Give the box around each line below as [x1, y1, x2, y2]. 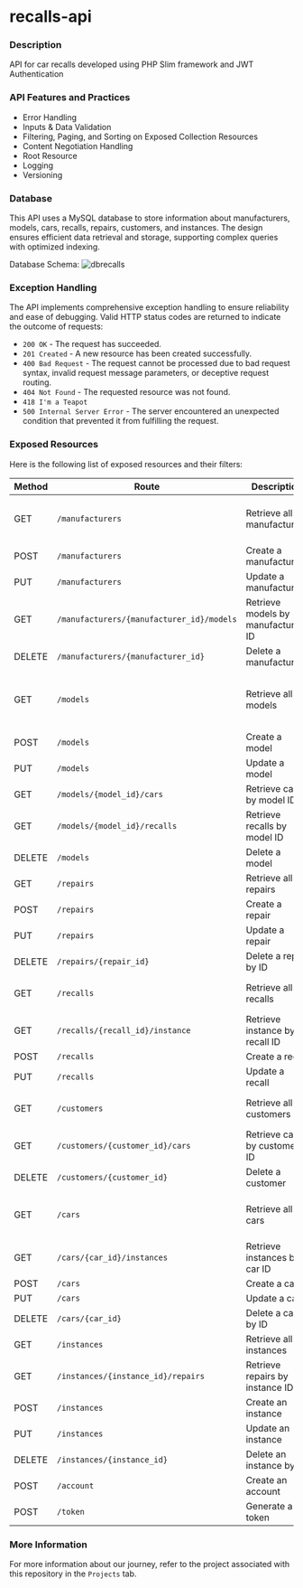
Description [9, 39, 62, 52]
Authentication [9, 69, 64, 80]
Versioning [22, 169, 63, 180]
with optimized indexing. [9, 241, 101, 252]
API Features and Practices [9, 91, 131, 104]
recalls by [245, 820, 287, 832]
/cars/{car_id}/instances [57, 1252, 169, 1263]
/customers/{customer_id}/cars [57, 1141, 191, 1151]
